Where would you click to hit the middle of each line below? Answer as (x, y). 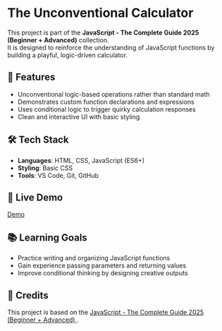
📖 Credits (28, 295)
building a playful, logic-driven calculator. (68, 55)
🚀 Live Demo (35, 197)
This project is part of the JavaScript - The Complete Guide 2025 (103, 32)
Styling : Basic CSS (45, 168)
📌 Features (31, 77)
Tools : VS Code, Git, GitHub (58, 175)
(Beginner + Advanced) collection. (58, 40)
